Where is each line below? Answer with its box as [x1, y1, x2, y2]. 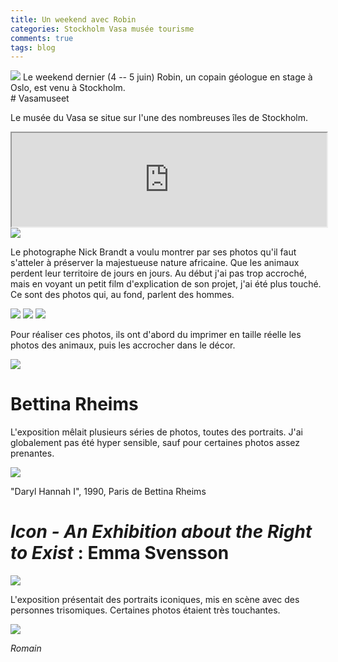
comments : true [10, 33, 74, 43]
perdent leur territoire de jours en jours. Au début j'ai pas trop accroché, [10, 267, 307, 280]
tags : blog [10, 42, 56, 53]
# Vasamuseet [10, 92, 70, 105]
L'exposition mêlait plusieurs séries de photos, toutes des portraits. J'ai [10, 426, 303, 438]
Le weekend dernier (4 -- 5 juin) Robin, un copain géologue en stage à [22, 71, 313, 83]
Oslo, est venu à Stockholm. [10, 82, 126, 94]
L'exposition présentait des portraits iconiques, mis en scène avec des [10, 594, 300, 606]
